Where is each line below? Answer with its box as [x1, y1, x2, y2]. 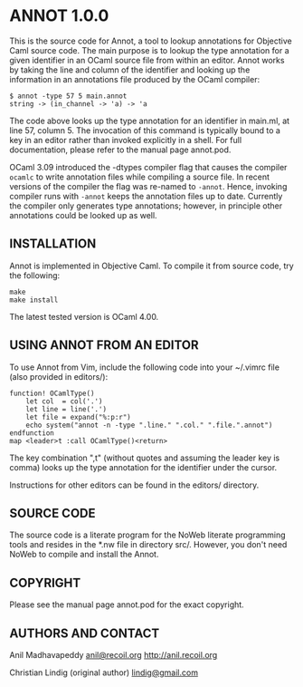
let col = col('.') [25, 396, 103, 406]
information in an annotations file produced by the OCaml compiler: [9, 73, 260, 84]
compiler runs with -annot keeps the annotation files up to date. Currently [9, 190, 283, 201]
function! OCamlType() [9, 389, 95, 398]
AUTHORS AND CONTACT [9, 625, 160, 641]
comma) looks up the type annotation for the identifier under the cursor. [9, 461, 278, 472]
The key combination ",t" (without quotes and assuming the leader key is [9, 452, 280, 463]
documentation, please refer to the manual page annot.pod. [9, 144, 232, 155]
